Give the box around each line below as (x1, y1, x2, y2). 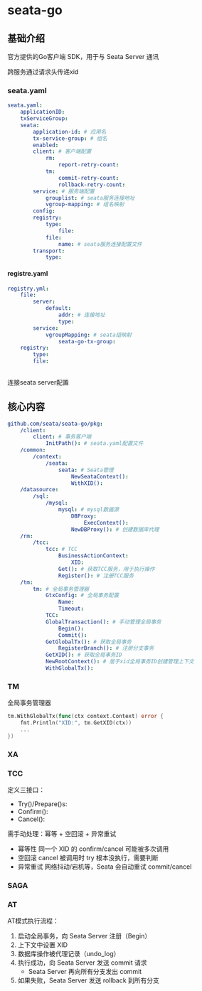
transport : (33, 247, 65, 255)
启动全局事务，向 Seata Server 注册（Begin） (17, 932, 151, 941)
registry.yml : (7, 285, 50, 292)
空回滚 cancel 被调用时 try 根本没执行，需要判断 (17, 853, 159, 862)
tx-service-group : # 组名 (33, 134, 108, 142)
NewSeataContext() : (70, 473, 129, 480)
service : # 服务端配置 (33, 188, 95, 195)
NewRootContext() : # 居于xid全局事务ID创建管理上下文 (45, 658, 194, 665)
